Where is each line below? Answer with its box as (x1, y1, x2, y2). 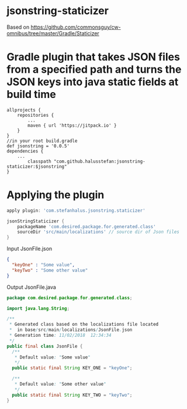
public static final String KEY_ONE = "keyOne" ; (12, 365, 133, 371)
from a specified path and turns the (6, 63, 182, 76)
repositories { (17, 112, 54, 118)
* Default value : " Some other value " (14, 381, 107, 387)
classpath (27, 158, 51, 164)
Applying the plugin (6, 188, 105, 202)
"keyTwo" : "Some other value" (12, 267, 88, 273)
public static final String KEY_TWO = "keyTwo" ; (12, 392, 133, 398)
